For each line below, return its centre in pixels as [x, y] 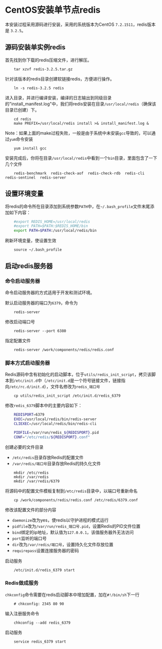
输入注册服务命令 [22, 613]
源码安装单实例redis [35, 47]
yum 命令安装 [21, 139]
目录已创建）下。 [22, 110]
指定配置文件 [18, 340]
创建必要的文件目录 [24, 447]
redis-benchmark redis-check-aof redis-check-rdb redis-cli [79, 173]
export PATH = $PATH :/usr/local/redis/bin [55, 231]
